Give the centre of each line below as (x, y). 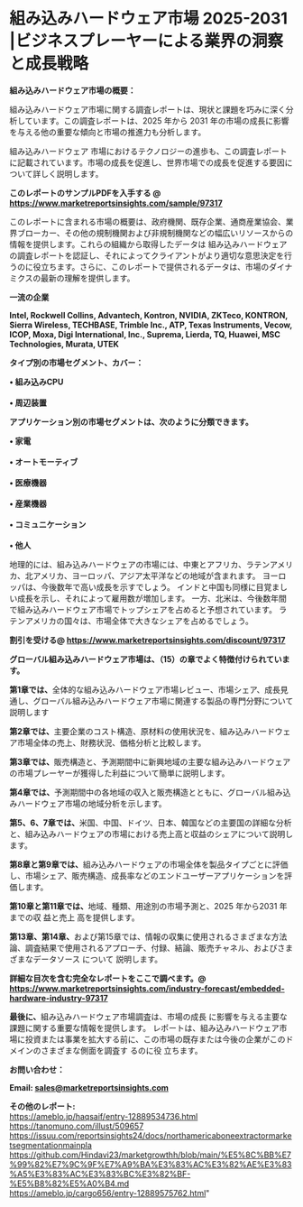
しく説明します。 (72, 173)
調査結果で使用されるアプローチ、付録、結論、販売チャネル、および (151, 947)
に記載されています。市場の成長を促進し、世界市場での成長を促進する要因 (147, 162)
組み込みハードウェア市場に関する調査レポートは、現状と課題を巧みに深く (147, 109)
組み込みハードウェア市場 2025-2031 (149, 18)
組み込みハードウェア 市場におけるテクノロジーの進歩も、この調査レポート (148, 151)
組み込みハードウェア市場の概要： (73, 90)
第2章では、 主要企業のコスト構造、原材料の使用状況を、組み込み (130, 731)
